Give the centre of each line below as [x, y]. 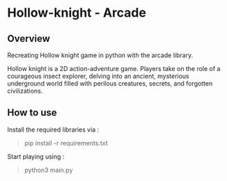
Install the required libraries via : [53, 129]
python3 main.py [48, 170]
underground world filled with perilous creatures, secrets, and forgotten [110, 84]
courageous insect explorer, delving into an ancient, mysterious [98, 76]
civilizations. [25, 91]
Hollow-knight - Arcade [77, 13]
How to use [32, 113]
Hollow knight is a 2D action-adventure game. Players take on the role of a [114, 69]
